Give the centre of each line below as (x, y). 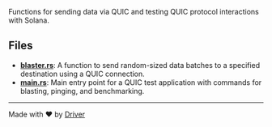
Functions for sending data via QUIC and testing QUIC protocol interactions (134, 12)
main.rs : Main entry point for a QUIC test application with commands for (141, 82)
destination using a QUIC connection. (83, 74)
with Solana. (29, 20)
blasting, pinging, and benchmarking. (82, 91)
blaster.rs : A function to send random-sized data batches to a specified (140, 65)
